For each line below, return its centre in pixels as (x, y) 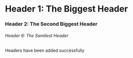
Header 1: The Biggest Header (66, 9)
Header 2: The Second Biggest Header (51, 24)
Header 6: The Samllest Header (37, 35)
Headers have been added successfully (45, 51)
